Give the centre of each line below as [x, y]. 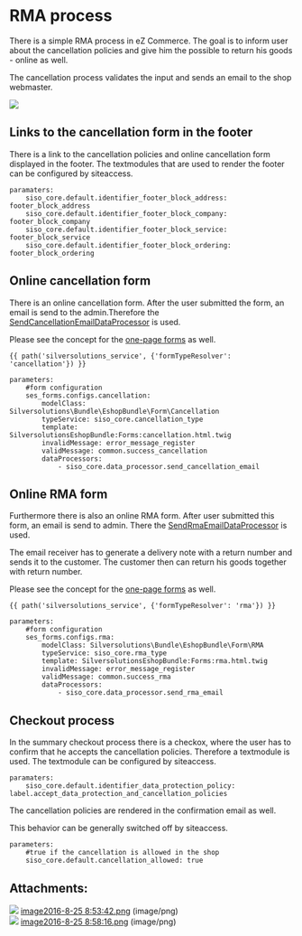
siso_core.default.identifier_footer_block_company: [127, 213]
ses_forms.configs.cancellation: [88, 395]
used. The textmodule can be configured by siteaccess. [113, 762]
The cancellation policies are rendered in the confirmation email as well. [143, 810]
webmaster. [31, 87]
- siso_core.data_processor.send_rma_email [140, 693]
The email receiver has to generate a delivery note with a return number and [151, 553]
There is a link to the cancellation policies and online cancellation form [140, 154]
